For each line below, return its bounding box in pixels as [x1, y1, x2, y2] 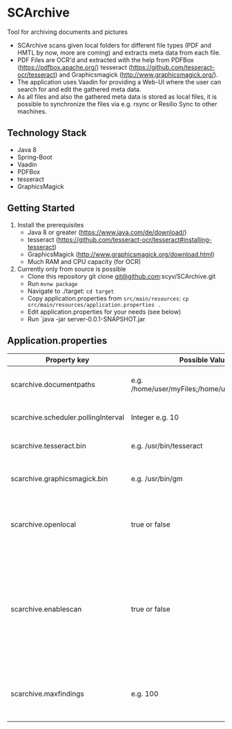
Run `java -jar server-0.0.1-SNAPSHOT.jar [27, 314, 146, 323]
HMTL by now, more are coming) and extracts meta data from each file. [17, 48, 221, 57]
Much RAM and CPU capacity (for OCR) [27, 257, 142, 265]
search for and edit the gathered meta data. [17, 85, 142, 93]
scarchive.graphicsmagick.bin [10, 474, 108, 484]
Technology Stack [7, 127, 87, 139]
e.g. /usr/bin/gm [130, 474, 183, 484]
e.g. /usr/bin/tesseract [130, 441, 203, 451]
